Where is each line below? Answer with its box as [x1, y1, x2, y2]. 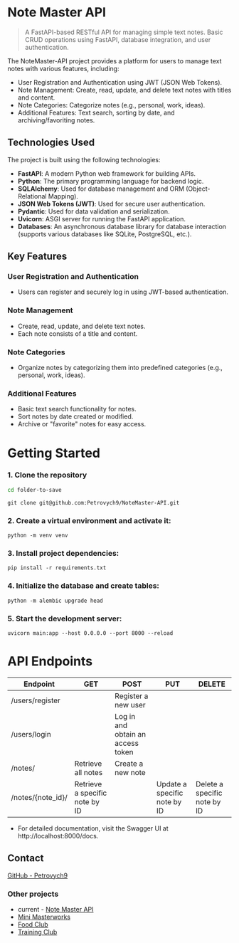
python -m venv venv [7, 532, 69, 539]
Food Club [17, 920, 48, 929]
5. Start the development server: [7, 613, 122, 623]
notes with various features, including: [7, 64, 119, 73]
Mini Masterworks [17, 912, 71, 921]
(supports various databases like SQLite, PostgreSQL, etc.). [17, 229, 192, 238]
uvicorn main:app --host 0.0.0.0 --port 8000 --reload [7, 629, 174, 637]
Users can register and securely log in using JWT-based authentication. [17, 288, 229, 296]
